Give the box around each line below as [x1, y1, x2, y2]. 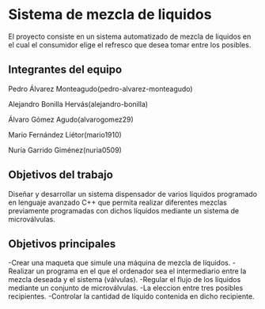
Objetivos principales [8, 237, 116, 251]
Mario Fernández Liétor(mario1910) [8, 130, 123, 139]
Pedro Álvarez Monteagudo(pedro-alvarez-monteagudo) [8, 84, 193, 93]
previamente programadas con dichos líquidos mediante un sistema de [8, 205, 240, 215]
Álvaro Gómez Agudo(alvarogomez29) [8, 115, 134, 124]
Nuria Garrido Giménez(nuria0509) [8, 145, 123, 155]
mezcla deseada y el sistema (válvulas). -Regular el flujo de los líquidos [8, 275, 241, 285]
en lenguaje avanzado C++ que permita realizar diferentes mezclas [8, 198, 227, 207]
